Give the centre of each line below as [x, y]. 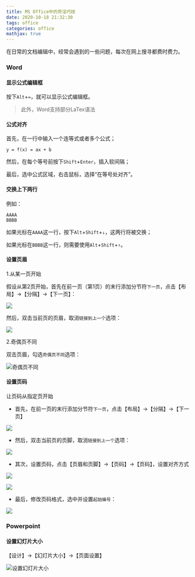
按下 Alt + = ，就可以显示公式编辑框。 [50, 97]
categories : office [30, 28]
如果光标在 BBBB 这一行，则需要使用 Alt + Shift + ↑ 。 [66, 245]
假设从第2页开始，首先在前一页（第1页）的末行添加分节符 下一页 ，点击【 [94, 286]
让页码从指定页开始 [30, 396]
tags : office [22, 23]
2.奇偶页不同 [22, 341]
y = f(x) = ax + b [29, 150]
